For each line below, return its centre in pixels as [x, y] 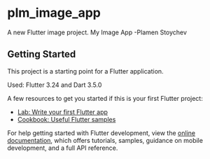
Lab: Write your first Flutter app [63, 112]
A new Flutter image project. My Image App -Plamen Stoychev [97, 32]
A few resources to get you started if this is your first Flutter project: [105, 98]
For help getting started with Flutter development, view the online [101, 133]
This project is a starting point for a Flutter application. [85, 71]
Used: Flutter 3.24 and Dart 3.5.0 [55, 85]
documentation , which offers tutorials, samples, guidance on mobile [105, 140]
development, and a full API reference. [63, 148]
